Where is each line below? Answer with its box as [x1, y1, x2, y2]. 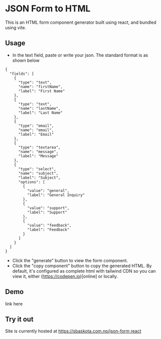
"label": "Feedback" [27, 227, 70, 232]
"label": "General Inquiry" [27, 193, 85, 197]
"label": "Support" [27, 210, 68, 215]
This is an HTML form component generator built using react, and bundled [5, 19, 157, 25]
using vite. [5, 24, 26, 30]
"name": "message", [18, 149, 58, 154]
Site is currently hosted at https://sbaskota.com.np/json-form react [5, 328, 142, 334]
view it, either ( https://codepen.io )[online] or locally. [12, 273, 118, 279]
